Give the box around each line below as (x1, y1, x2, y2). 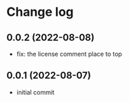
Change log (6, 4, 74, 20)
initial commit (16, 88, 54, 96)
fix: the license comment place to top (16, 50, 122, 58)
